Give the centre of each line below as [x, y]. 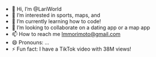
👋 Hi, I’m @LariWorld [37, 9]
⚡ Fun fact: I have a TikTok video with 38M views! [71, 49]
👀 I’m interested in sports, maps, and [56, 15]
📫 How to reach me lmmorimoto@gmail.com [66, 34]
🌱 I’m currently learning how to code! [56, 21]
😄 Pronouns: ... [30, 42]
